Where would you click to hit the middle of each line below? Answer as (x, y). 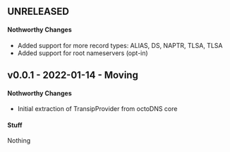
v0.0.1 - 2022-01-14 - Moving (73, 75)
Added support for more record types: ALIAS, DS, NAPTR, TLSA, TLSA (120, 45)
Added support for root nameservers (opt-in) (83, 53)
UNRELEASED (38, 12)
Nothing (19, 141)
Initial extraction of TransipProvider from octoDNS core (97, 109)
